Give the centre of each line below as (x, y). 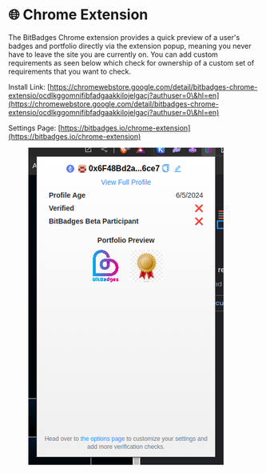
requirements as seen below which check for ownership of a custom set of (131, 62)
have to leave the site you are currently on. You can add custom (113, 54)
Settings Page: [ (35, 128)
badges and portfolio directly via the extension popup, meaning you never (130, 46)
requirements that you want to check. (70, 71)
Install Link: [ (29, 86)
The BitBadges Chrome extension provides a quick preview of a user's (124, 37)
